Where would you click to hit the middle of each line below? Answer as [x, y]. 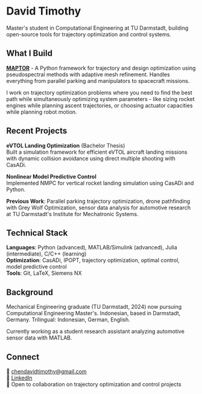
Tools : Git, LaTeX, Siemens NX [44, 273]
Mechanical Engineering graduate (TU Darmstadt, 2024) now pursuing [94, 307]
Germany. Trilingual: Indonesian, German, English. [68, 320]
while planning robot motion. [42, 112]
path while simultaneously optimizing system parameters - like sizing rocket [100, 99]
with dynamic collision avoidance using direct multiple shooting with [91, 158]
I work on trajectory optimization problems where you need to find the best [99, 93]
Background [30, 292]
